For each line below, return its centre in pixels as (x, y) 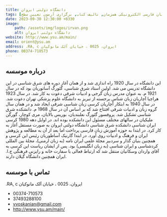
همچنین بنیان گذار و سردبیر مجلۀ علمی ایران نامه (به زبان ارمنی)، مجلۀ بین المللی (81, 141)
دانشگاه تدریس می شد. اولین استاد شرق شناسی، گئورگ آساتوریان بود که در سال (80, 88)
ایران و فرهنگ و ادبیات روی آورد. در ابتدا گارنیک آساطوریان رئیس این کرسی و (77, 135)
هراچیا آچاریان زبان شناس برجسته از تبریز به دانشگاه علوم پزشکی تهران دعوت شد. (82, 99)
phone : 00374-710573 (27, 51)
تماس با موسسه (28, 172)
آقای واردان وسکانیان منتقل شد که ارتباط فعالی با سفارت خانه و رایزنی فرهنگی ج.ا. (82, 151)
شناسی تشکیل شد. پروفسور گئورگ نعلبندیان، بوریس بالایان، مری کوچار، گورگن (79, 115)
